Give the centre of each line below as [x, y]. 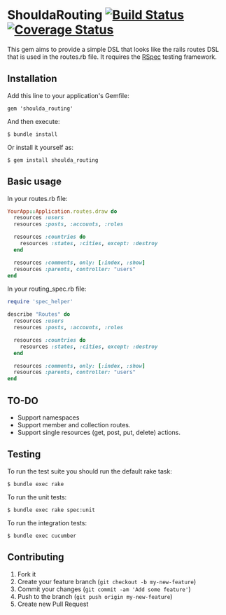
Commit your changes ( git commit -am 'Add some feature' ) [104, 589]
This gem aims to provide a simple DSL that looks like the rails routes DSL [113, 49]
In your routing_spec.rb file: [47, 289]
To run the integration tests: [47, 523]
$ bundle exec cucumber [42, 536]
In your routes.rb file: [37, 198]
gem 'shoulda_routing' [40, 109]
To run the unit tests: [37, 497]
